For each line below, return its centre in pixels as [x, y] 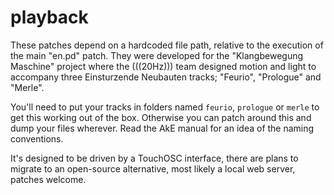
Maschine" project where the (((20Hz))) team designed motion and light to [163, 66]
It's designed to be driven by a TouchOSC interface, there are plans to [154, 158]
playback [49, 17]
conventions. [37, 138]
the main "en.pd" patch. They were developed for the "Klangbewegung [157, 55]
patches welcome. [48, 179]
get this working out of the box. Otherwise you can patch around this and [161, 117]
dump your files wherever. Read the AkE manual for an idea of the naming [162, 128]
